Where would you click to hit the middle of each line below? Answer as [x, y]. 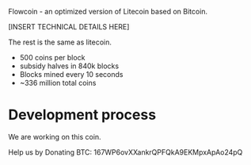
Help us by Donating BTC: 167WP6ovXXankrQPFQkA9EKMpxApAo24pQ [125, 152]
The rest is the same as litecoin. [60, 42]
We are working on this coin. [55, 136]
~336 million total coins [58, 83]
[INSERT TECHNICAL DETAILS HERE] [69, 27]
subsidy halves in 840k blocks [69, 66]
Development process [82, 115]
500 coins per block [52, 58]
